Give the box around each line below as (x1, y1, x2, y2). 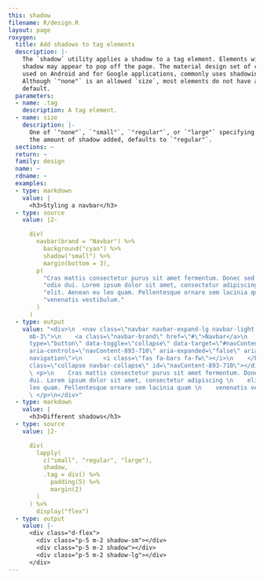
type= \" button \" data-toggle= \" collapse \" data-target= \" (28, 339, 223, 348)
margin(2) (49, 486, 82, 493)
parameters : (15, 92, 55, 100)
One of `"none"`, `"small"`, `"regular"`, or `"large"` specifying (28, 128, 255, 136)
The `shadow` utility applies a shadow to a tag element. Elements (22, 56, 247, 64)
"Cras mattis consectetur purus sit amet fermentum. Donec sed (42, 274, 255, 282)
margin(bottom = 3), (42, 259, 111, 267)
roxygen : (8, 33, 37, 42)
